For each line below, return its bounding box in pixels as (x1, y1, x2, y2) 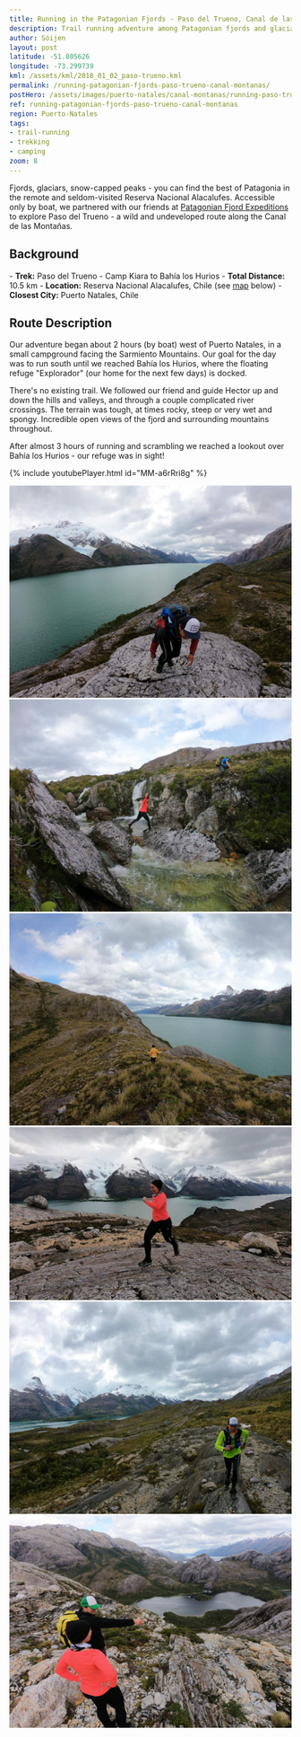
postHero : (9, 90, 47, 99)
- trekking (9, 137, 50, 147)
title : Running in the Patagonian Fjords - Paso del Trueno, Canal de (9, 14, 279, 23)
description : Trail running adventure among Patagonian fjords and (9, 23, 267, 33)
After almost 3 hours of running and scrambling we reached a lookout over (9, 441, 285, 452)
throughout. (9, 423, 53, 435)
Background (9, 247, 79, 262)
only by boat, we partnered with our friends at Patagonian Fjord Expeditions (9, 201, 289, 212)
